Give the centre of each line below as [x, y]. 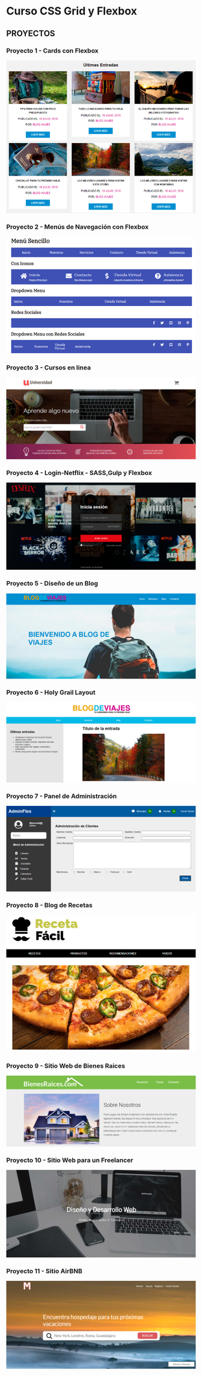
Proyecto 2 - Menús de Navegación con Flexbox [78, 227]
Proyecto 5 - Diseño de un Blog [52, 584]
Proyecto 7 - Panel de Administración [62, 796]
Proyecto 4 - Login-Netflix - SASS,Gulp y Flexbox [79, 473]
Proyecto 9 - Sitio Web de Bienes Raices [66, 1066]
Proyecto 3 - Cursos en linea [49, 368]
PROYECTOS [31, 33]
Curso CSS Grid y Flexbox [72, 11]
